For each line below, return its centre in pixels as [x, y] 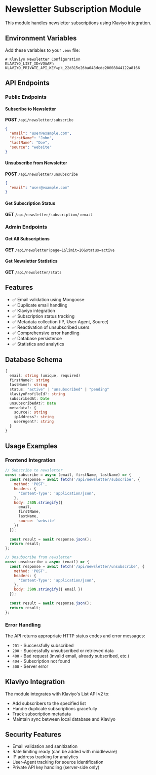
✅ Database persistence [37, 338]
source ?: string [31, 412]
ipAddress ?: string [34, 417]
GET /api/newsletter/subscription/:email [49, 214]
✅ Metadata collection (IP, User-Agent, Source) [60, 321]
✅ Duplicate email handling [40, 305]
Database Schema [34, 360]
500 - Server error [30, 666]
